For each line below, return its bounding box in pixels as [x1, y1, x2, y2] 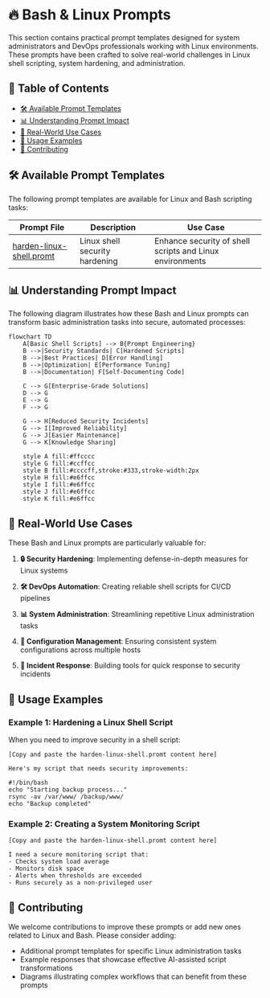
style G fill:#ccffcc [22, 460, 95, 468]
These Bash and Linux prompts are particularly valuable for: [8, 538, 207, 548]
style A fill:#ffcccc [22, 453, 95, 461]
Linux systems [19, 565, 68, 576]
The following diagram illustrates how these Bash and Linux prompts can [8, 309, 249, 318]
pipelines [19, 593, 51, 603]
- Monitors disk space [8, 865, 84, 873]
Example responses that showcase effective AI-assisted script [19, 955, 227, 964]
